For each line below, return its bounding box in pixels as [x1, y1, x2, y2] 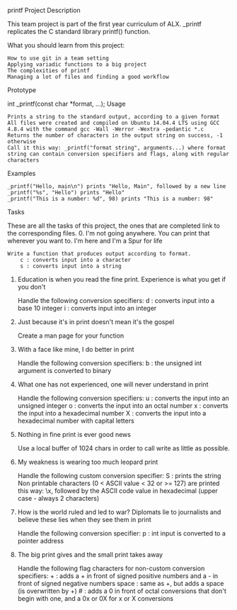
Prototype [7, 86, 37, 94]
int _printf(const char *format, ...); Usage [7, 99, 126, 108]
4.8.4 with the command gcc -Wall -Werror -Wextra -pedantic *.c [7, 126, 204, 133]
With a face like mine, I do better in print [17, 345, 134, 353]
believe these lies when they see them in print [17, 516, 152, 523]
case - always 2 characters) [17, 494, 100, 502]
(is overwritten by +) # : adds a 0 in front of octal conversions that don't [17, 587, 226, 595]
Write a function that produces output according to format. [7, 250, 192, 257]
